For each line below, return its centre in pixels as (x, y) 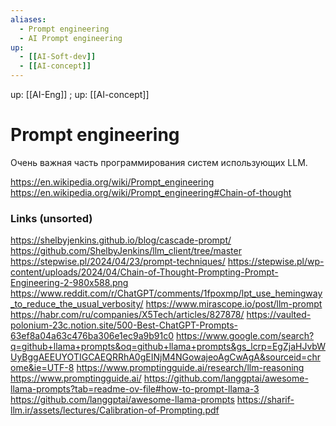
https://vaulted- (279, 315)
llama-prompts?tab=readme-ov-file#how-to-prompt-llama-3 (135, 389)
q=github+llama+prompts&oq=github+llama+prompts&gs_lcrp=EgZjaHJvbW (168, 347)
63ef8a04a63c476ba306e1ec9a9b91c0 (92, 336)
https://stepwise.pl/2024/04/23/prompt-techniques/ (118, 262)
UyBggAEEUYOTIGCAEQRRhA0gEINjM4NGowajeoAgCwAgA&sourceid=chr (165, 357)
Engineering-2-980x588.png (69, 283)
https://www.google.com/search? (245, 336)
